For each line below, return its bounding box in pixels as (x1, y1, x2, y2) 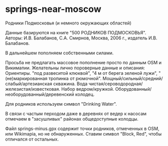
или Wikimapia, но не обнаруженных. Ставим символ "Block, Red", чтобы (5, 131, 162, 137)
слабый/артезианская (5, 81, 53, 87)
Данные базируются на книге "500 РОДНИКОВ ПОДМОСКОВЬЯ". (5, 29, 146, 35)
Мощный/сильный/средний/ (102, 75, 163, 81)
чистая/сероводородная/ (88, 81, 143, 87)
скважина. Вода (53, 81, 88, 87)
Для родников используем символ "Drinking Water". (5, 101, 117, 107)
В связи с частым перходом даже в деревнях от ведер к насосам (5, 111, 147, 117)
